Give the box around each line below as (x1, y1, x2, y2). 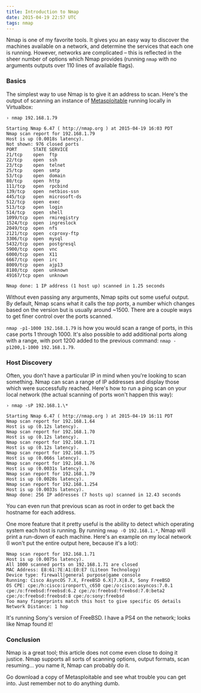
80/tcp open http (6, 178, 61, 184)
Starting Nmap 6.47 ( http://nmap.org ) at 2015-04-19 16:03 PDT (6, 125, 173, 131)
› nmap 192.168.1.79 (6, 115, 58, 121)
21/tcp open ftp (6, 151, 58, 158)
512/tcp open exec (6, 199, 61, 205)
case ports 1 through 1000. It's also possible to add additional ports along (6, 331, 187, 338)
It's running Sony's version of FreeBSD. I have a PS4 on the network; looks (6, 614, 191, 621)
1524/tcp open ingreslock (6, 220, 77, 226)
